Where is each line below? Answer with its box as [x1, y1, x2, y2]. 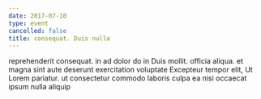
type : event [8, 19, 49, 27]
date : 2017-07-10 [8, 11, 67, 20]
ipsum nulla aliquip [8, 82, 71, 92]
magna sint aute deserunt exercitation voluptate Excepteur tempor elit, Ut [8, 65, 253, 75]
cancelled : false [8, 27, 67, 35]
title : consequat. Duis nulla [8, 34, 111, 43]
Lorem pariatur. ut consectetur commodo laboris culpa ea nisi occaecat [8, 73, 247, 83]
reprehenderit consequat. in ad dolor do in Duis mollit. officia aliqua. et [8, 56, 243, 66]
